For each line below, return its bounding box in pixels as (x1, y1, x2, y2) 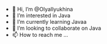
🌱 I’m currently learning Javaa (11, 18, 86, 25)
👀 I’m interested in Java (11, 12, 71, 19)
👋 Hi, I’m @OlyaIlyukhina (11, 6, 74, 12)
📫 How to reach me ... (11, 32, 68, 38)
